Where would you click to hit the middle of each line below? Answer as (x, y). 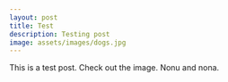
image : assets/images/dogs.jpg (68, 42)
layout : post (34, 17)
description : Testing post (60, 34)
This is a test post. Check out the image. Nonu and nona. (114, 68)
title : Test (31, 26)
